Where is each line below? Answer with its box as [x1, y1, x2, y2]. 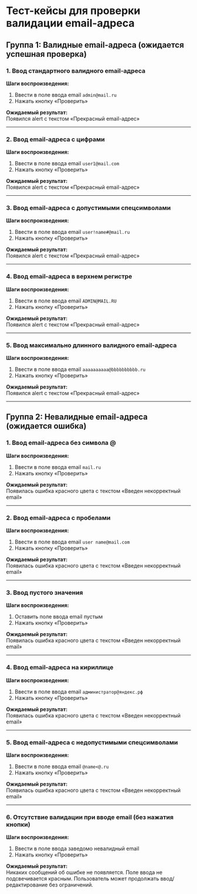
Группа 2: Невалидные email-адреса [6, 412, 148, 422]
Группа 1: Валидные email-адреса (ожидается [6, 40, 185, 50]
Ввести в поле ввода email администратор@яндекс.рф [14, 688, 143, 695]
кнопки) [6, 820, 30, 828]
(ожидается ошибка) [6, 421, 87, 431]
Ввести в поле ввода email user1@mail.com [14, 160, 120, 167]
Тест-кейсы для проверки [6, 4, 141, 18]
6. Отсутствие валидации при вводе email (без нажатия [6, 813, 174, 821]
